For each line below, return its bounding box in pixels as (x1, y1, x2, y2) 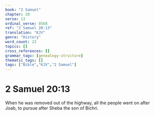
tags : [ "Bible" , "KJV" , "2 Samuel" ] (5, 62, 77, 67)
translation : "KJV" (5, 30, 46, 35)
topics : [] (5, 44, 28, 49)
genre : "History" (5, 35, 41, 40)
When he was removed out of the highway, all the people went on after (5, 100, 150, 106)
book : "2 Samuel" (5, 7, 41, 12)
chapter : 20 (5, 12, 30, 17)
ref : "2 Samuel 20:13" (5, 26, 52, 31)
